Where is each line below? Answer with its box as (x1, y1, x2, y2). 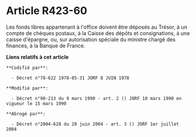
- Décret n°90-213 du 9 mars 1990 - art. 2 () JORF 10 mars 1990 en (11, 95, 182, 101)
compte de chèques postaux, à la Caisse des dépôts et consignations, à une (6, 29, 190, 36)
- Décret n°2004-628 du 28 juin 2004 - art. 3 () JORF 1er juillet (11, 121, 180, 127)
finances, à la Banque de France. (6, 42, 85, 49)
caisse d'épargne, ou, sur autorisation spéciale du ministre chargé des (6, 36, 176, 43)
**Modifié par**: (6, 85, 49, 91)
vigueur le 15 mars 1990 (6, 101, 67, 107)
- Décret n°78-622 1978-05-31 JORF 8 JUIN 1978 (11, 75, 130, 81)
